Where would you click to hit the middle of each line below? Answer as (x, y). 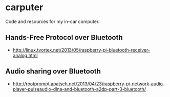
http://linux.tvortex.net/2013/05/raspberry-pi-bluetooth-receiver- (81, 50)
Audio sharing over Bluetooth (53, 71)
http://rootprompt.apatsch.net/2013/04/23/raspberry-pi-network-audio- (89, 84)
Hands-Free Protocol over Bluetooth (64, 38)
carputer (24, 7)
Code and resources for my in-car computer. (52, 21)
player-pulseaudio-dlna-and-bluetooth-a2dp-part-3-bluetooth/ (79, 89)
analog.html (25, 55)
